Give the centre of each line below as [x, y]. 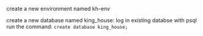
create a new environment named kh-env [58, 9]
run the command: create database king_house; [67, 27]
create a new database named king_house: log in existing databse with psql [102, 20]
